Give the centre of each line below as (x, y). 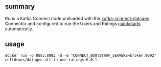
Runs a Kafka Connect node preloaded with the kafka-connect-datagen (77, 18)
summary (20, 7)
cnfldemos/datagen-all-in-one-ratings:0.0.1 (51, 60)
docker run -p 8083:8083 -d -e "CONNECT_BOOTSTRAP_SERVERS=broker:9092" (81, 55)
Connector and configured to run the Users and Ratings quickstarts (73, 23)
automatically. (19, 29)
